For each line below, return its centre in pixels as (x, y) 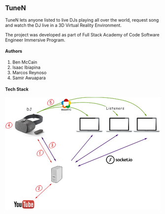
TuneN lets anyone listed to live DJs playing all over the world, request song (82, 20)
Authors (14, 51)
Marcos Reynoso (29, 73)
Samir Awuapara (29, 78)
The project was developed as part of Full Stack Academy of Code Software (82, 34)
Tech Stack (17, 89)
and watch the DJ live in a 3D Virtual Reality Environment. (63, 25)
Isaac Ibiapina (26, 67)
